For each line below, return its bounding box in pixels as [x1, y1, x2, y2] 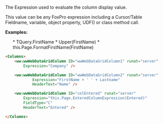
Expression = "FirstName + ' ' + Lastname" [32, 77, 121, 82]
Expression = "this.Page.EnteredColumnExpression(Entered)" [23, 96, 147, 101]
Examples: [5, 29, 28, 35]
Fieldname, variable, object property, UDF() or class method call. [5, 20, 139, 25]
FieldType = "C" [23, 100, 53, 105]
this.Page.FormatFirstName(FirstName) [12, 44, 94, 50]
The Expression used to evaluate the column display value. [5, 5, 127, 10]
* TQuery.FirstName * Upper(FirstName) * [12, 39, 100, 45]
